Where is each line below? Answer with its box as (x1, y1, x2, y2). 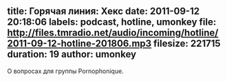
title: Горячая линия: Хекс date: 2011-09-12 (7, 6, 200, 17)
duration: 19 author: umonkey (7, 48, 136, 61)
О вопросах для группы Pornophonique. (7, 67, 124, 75)
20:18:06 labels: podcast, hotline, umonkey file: (7, 17, 217, 28)
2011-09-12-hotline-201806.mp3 (7, 38, 152, 50)
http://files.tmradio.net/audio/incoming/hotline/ (7, 27, 219, 39)
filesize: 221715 (153, 38, 221, 50)
